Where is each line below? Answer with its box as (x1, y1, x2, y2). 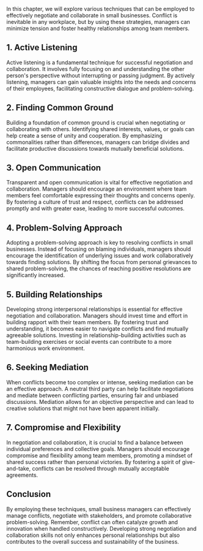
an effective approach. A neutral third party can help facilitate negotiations (6, 385, 194, 392)
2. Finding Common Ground (6, 102, 114, 113)
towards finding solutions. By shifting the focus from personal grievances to (6, 259, 197, 266)
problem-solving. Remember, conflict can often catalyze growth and (6, 518, 179, 526)
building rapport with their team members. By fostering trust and (6, 319, 169, 326)
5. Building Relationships (6, 289, 103, 300)
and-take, (6, 465, 31, 472)
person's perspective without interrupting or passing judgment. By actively (6, 72, 195, 79)
